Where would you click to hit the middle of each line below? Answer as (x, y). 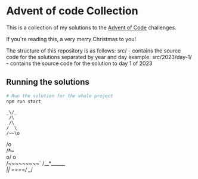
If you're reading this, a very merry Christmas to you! (71, 39)
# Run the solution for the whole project (60, 96)
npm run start (24, 101)
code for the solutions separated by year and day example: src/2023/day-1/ (99, 57)
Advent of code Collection (72, 11)
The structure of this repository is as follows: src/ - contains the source (94, 50)
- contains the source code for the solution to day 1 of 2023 (79, 63)
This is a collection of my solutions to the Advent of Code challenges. (92, 27)
